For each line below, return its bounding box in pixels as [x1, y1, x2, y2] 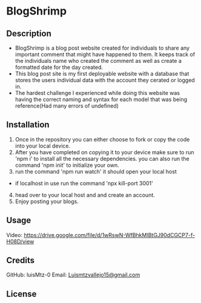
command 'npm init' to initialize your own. [15, 161, 119, 169]
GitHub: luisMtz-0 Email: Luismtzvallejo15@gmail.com [6, 271, 140, 279]
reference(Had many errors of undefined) [15, 102, 119, 109]
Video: [6, 231, 23, 238]
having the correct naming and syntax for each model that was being [15, 96, 188, 103]
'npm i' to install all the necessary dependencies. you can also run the [15, 155, 189, 162]
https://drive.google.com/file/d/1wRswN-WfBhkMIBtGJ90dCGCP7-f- [24, 231, 196, 238]
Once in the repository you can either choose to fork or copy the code [15, 135, 190, 143]
